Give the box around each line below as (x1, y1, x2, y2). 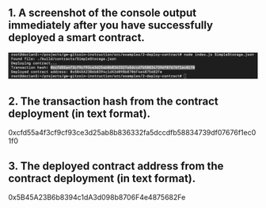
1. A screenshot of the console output (8, 6, 196, 20)
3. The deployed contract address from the (8, 159, 224, 172)
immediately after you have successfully (8, 19, 214, 32)
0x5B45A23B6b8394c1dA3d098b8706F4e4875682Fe (8, 193, 186, 202)
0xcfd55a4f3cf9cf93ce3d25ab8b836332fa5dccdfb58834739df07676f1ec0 (8, 128, 256, 138)
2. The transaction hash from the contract (8, 94, 219, 108)
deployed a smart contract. (8, 31, 145, 44)
